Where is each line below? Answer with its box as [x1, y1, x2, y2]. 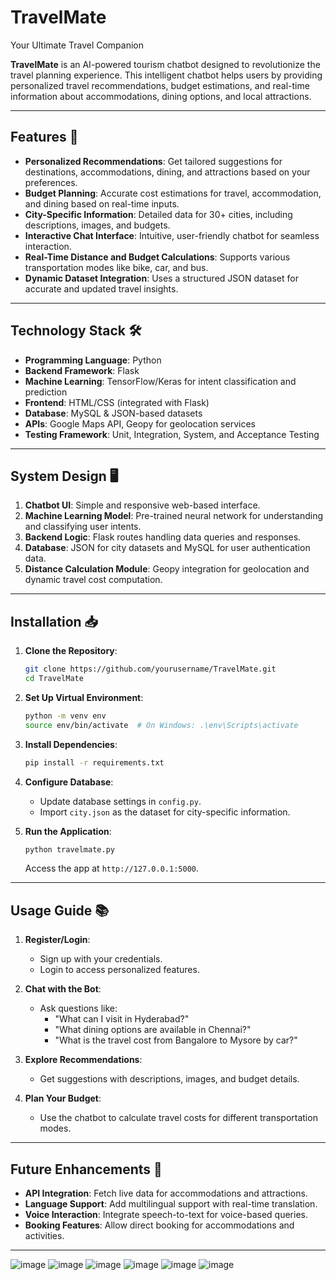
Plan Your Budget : [24, 1092, 102, 1105]
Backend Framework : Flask [24, 364, 140, 376]
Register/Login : [24, 934, 91, 946]
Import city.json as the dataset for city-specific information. [39, 806, 291, 818]
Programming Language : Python [24, 354, 162, 366]
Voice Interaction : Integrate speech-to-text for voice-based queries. [24, 1209, 309, 1221]
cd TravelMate [24, 674, 84, 684]
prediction [24, 386, 68, 398]
